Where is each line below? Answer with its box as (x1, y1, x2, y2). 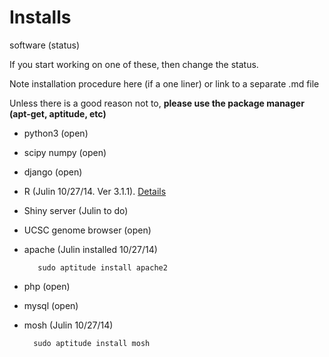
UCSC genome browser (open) (23, 224, 152, 236)
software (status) (9, 39, 81, 51)
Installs (9, 6, 72, 29)
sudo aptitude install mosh (33, 338, 151, 348)
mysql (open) (23, 299, 79, 311)
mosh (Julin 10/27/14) (23, 319, 114, 331)
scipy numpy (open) (23, 146, 107, 158)
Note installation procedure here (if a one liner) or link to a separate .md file (9, 77, 320, 90)
